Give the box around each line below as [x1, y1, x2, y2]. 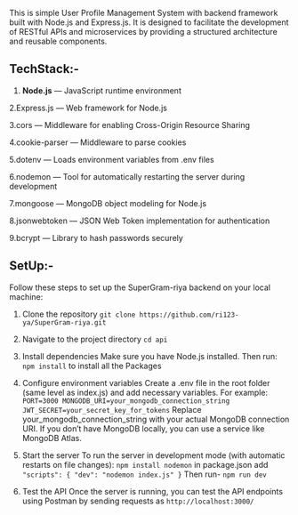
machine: [9, 291, 44, 302]
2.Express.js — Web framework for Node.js [9, 102, 167, 113]
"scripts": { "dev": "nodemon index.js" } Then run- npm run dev [21, 469, 267, 479]
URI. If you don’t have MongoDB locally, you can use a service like [21, 422, 265, 434]
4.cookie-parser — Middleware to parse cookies [9, 137, 187, 148]
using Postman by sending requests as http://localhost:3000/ [21, 495, 254, 506]
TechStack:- [9, 61, 80, 76]
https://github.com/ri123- [139, 310, 239, 319]
